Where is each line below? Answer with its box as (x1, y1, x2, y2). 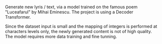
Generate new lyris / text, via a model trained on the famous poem (5, 4, 138, 10)
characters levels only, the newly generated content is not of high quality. (5, 29, 152, 34)
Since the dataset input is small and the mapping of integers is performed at (5, 23, 157, 29)
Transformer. (5, 14, 31, 20)
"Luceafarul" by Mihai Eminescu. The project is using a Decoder (5, 9, 134, 15)
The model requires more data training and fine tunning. (5, 33, 117, 39)
